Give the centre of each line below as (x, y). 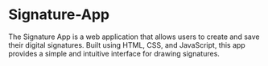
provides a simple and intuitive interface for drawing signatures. (114, 53)
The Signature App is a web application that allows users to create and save (134, 37)
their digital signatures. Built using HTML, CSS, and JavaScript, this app (127, 45)
